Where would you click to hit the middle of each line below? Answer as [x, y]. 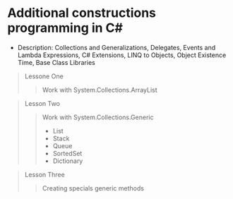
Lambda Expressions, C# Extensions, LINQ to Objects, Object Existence [122, 55]
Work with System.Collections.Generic [98, 117]
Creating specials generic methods [93, 188]
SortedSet [67, 153]
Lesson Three [44, 174]
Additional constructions [82, 13]
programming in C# [65, 28]
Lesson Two [42, 103]
